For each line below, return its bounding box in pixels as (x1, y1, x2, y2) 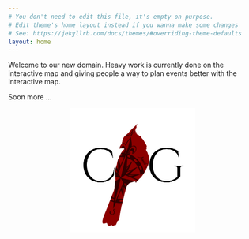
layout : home (8, 38, 51, 46)
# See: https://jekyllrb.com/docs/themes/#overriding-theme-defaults (8, 29, 243, 37)
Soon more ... (8, 92, 52, 102)
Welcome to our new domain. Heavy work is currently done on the (8, 60, 224, 70)
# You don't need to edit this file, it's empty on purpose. (8, 13, 214, 21)
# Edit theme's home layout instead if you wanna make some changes (8, 21, 239, 29)
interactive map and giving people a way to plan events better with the (8, 69, 237, 78)
